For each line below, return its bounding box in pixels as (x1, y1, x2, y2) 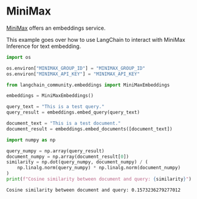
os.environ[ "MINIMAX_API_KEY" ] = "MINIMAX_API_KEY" (6, 71, 140, 77)
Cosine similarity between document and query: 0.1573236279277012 (6, 187, 181, 193)
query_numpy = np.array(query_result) (6, 147, 105, 154)
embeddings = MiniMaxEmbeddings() (6, 93, 94, 99)
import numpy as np (6, 137, 56, 143)
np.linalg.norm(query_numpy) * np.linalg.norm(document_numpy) (17, 165, 181, 171)
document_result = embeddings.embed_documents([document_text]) (6, 126, 173, 132)
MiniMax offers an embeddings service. (6, 24, 106, 32)
